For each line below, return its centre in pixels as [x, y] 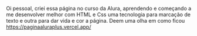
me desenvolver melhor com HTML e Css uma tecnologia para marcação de [98, 15]
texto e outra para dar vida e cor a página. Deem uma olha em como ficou [96, 21]
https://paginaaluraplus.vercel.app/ [49, 27]
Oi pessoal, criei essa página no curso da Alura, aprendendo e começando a [99, 8]
